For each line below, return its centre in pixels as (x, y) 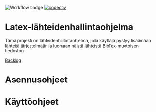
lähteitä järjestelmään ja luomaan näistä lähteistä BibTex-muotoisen (72, 46)
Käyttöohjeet (32, 102)
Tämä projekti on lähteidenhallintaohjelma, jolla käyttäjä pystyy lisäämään (78, 40)
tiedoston (15, 50)
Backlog (13, 60)
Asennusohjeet (36, 80)
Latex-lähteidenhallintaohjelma (69, 27)
